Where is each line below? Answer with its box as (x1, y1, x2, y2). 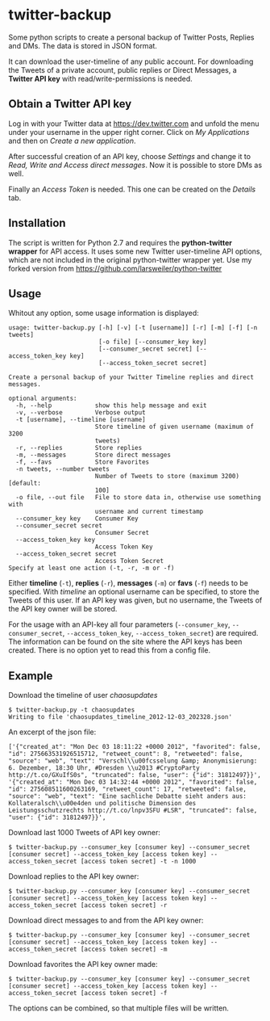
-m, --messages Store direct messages (15, 451, 172, 460)
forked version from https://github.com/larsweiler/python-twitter (8, 263, 222, 273)
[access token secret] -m (80, 945, 168, 954)
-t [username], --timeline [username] (15, 416, 147, 424)
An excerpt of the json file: (8, 727, 97, 737)
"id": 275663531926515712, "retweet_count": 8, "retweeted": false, (8, 750, 243, 758)
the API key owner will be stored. (8, 604, 118, 614)
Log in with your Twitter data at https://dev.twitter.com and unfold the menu (8, 119, 260, 128)
